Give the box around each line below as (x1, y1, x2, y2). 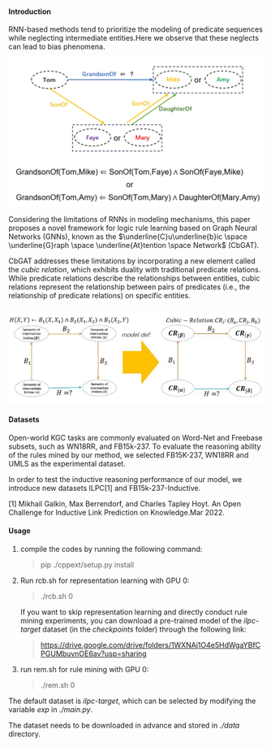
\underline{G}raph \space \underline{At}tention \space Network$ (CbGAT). (8, 241, 260, 250)
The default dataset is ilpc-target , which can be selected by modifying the (8, 696, 256, 706)
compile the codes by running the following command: (19, 544, 203, 554)
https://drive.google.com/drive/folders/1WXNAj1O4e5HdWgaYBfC (40, 640, 261, 649)
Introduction (8, 7, 51, 16)
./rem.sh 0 (40, 680, 75, 690)
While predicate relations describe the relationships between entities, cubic (8, 273, 260, 284)
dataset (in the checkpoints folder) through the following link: (42, 624, 247, 634)
